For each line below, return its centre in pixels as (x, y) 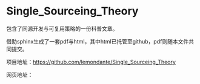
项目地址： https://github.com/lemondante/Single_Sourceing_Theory (91, 62)
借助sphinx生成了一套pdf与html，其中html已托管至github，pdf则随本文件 (98, 41)
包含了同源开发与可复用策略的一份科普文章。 (62, 28)
